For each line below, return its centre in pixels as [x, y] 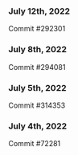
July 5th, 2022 [37, 88]
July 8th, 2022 [37, 50]
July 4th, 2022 [38, 126]
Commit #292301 [37, 29]
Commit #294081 [37, 67]
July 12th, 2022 [39, 11]
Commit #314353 [37, 105]
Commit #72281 [35, 144]
